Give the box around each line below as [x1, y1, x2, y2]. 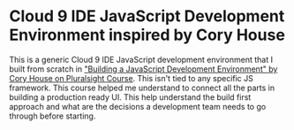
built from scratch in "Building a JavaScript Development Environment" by [9, 64, 278, 74]
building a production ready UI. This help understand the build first [9, 91, 252, 103]
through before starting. [9, 111, 96, 121]
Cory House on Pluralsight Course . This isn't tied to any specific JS [9, 73, 254, 83]
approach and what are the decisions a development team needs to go [9, 101, 267, 111]
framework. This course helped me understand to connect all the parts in [9, 82, 275, 93]
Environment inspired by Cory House [9, 25, 285, 45]
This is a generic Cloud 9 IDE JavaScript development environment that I [9, 54, 274, 65]
